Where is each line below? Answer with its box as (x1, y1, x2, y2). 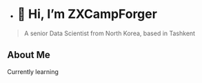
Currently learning (7, 67, 59, 75)
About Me (7, 49, 50, 61)
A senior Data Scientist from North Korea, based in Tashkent (23, 29, 195, 37)
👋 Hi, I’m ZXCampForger (17, 6, 157, 22)
